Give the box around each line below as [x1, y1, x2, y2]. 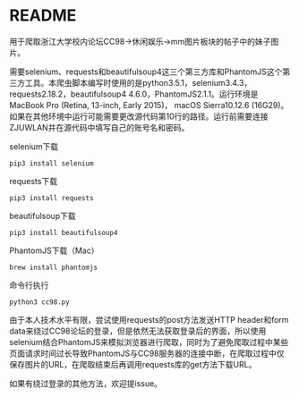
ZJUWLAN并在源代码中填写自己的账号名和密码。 [9, 122, 190, 132]
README [9, 5, 77, 26]
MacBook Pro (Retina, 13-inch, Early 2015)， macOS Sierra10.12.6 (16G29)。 [9, 99, 289, 110]
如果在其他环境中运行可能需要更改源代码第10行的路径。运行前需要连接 [9, 111, 269, 122]
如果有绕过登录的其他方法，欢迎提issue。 [9, 377, 163, 389]
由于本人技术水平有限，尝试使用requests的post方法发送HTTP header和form [9, 314, 289, 325]
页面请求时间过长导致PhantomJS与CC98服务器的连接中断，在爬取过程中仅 [9, 348, 285, 359]
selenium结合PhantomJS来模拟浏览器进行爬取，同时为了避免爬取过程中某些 [9, 336, 289, 347]
